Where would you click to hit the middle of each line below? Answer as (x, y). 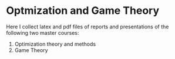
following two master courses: (43, 32)
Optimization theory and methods (55, 44)
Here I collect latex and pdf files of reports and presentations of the (87, 27)
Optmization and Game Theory (83, 11)
